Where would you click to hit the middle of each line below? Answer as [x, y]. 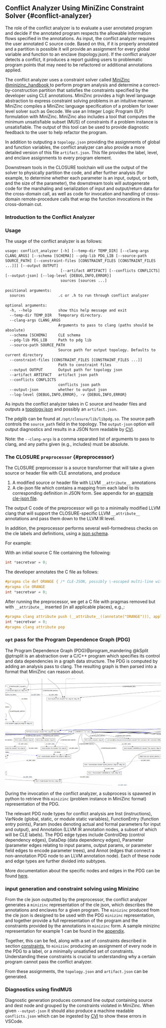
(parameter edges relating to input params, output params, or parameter [79, 845]
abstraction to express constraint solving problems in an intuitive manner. [80, 101]
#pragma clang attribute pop [35, 627]
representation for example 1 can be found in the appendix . [65, 931]
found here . [17, 876]
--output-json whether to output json [58, 390]
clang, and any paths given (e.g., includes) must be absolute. [67, 444]
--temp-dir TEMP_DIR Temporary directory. [56, 315]
